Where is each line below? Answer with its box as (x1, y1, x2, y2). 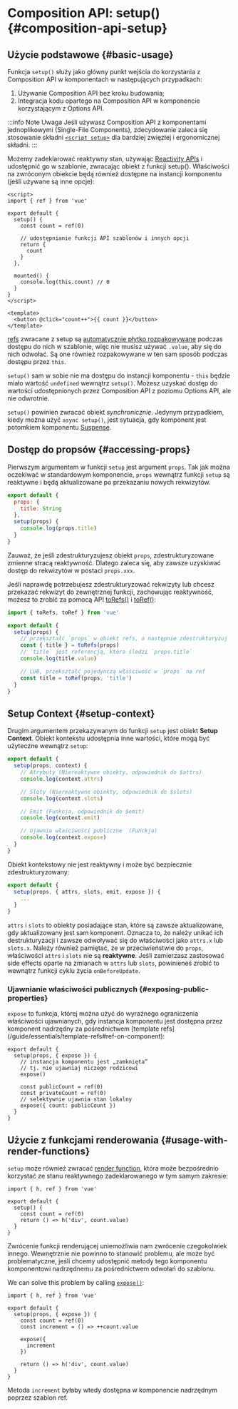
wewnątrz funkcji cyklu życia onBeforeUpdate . (7, 966, 140, 975)
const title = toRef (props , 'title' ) (20, 675, 133, 682)
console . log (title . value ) (20, 655, 98, 662)
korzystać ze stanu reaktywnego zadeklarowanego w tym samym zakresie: (7, 1172, 229, 1181)
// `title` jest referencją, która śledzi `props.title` (20, 648, 193, 656)
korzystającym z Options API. (17, 104, 105, 112)
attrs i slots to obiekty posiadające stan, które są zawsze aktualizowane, (7, 921, 224, 929)
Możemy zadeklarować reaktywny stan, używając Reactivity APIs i (7, 155, 203, 163)
